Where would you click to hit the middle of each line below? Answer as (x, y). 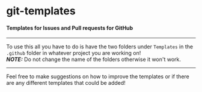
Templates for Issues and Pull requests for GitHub (70, 27)
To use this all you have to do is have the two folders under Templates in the (100, 47)
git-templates (41, 11)
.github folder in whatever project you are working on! (74, 53)
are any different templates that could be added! (66, 83)
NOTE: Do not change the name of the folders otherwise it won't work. (94, 59)
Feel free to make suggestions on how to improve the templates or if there (98, 76)
